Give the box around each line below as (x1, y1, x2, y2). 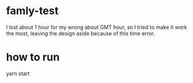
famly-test (6, 4, 59, 18)
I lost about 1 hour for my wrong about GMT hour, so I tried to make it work (6, 24, 188, 31)
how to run (6, 51, 60, 64)
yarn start (6, 69, 30, 77)
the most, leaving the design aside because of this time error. (6, 29, 155, 36)
